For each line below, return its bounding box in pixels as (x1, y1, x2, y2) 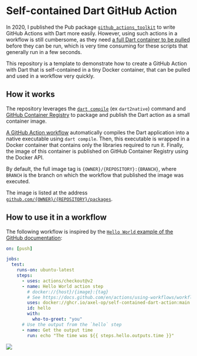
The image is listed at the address (6, 189, 88, 196)
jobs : (6, 256, 19, 262)
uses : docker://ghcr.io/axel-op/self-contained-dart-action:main (27, 300, 191, 306)
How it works (6, 89, 55, 99)
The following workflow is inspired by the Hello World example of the (6, 228, 174, 235)
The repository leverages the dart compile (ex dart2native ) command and (6, 105, 186, 112)
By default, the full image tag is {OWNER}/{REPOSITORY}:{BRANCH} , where (6, 165, 177, 172)
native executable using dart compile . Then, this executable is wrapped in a (6, 135, 189, 142)
